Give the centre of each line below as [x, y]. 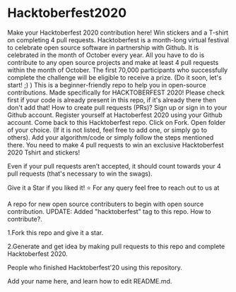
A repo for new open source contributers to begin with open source [106, 204]
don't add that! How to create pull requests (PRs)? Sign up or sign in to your [117, 107]
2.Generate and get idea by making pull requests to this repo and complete [116, 246]
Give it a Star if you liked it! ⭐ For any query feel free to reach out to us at [113, 188]
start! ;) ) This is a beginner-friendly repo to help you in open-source [107, 85]
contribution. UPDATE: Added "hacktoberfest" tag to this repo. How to [109, 211]
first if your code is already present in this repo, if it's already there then [112, 99]
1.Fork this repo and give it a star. [55, 232]
